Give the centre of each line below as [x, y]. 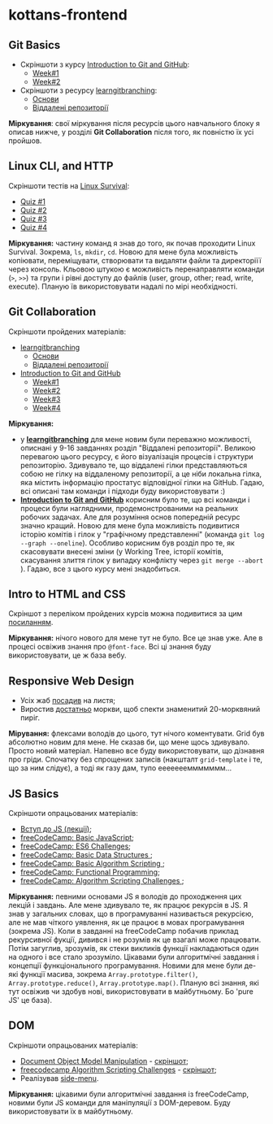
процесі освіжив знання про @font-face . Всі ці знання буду [110, 647]
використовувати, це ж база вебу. [68, 655]
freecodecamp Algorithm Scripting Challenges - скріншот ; [118, 1070]
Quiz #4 [33, 227]
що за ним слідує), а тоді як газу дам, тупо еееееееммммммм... [120, 768]
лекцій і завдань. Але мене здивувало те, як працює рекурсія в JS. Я [128, 905]
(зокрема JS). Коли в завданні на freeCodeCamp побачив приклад [123, 931]
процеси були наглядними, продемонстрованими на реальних [129, 508]
